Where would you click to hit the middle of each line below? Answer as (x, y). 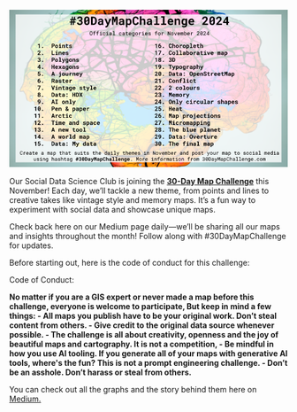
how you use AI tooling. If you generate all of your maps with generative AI (148, 353)
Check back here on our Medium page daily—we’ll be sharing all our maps (145, 226)
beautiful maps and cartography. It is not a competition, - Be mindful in (141, 344)
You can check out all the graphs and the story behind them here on (133, 389)
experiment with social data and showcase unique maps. (113, 209)
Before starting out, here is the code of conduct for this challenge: (129, 262)
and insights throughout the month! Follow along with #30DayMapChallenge (148, 236)
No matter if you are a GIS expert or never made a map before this (132, 297)
